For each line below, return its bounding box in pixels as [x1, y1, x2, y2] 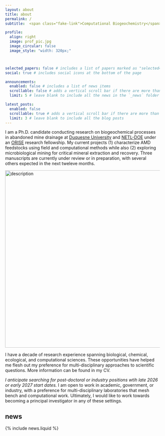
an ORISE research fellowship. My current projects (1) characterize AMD [5, 140, 151, 145]
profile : [5, 30, 23, 35]
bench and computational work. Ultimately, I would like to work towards [5, 393, 150, 399]
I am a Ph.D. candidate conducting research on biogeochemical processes [5, 129, 156, 135]
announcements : [5, 79, 36, 84]
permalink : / [5, 16, 32, 21]
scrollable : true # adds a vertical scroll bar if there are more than [9, 111, 160, 116]
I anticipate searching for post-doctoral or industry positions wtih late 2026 [5, 377, 158, 383]
